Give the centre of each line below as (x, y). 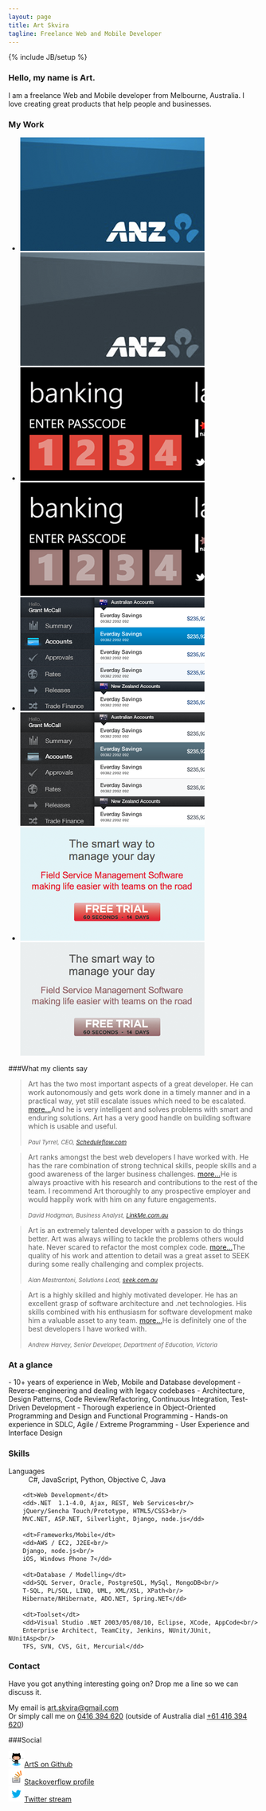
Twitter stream (48, 1799)
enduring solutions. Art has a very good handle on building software (139, 1117)
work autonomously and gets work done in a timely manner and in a (139, 1092)
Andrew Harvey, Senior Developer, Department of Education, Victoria (122, 1345)
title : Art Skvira (39, 25)
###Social (25, 1739)
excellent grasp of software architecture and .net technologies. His (137, 1303)
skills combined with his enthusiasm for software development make (140, 1312)
